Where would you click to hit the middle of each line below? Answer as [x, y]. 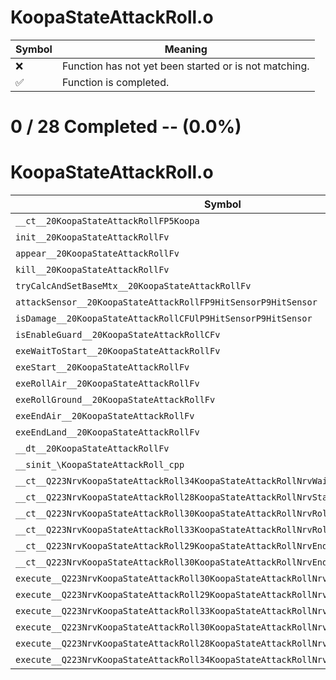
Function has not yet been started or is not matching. [185, 66]
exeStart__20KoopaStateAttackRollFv [102, 367]
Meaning [186, 49]
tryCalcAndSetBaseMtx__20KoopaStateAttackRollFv [133, 286]
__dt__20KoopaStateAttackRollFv [92, 449]
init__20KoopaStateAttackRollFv [92, 237]
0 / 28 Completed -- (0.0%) [126, 127]
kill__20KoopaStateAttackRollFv [92, 270]
